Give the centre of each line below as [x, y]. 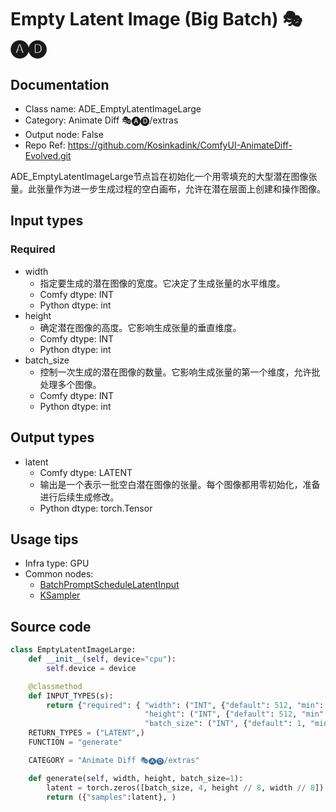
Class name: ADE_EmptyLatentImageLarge [113, 109]
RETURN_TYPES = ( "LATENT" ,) [86, 733]
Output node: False [64, 134]
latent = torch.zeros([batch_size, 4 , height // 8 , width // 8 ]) [185, 787]
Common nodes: [59, 574]
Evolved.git [48, 155]
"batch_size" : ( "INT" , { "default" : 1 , [225, 724]
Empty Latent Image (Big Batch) [144, 19]
